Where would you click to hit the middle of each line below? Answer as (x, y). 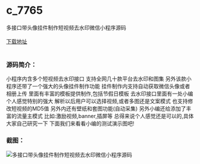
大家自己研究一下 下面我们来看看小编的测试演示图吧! (70, 123)
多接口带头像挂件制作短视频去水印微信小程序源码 (66, 27)
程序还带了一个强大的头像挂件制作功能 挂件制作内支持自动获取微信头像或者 (98, 86)
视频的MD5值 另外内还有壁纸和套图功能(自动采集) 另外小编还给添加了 (101, 109)
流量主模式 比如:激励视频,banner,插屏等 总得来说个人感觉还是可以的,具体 (105, 116)
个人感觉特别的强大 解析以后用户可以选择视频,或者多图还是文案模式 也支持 (97, 101)
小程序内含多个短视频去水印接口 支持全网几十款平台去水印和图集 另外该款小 (99, 79)
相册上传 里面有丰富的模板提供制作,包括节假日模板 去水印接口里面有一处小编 (100, 94)
